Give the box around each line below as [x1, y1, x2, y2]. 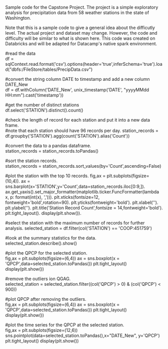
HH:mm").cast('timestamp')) [5, 92, 64, 98]
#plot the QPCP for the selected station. [5, 250, 88, 256]
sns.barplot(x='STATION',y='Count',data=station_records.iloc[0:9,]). [5, 183, 145, 189]
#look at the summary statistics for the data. [5, 235, 97, 241]
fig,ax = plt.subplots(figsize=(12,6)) [5, 327, 78, 333]
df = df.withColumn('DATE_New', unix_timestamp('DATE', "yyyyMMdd [5, 87, 149, 92]
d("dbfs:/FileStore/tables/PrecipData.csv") [5, 66, 93, 72]
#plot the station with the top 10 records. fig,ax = [5, 173, 106, 179]
